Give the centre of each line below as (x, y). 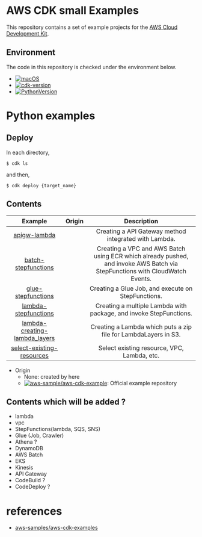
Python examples (51, 116)
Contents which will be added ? (66, 402)
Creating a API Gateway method (141, 231)
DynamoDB (29, 449)
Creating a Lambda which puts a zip (141, 327)
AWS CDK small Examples (73, 11)
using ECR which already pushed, (141, 256)
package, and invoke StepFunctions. (141, 313)
